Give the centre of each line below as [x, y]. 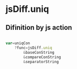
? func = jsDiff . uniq [33, 48]
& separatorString [41, 62]
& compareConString [42, 57]
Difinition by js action [39, 28]
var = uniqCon [18, 43]
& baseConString [39, 52]
